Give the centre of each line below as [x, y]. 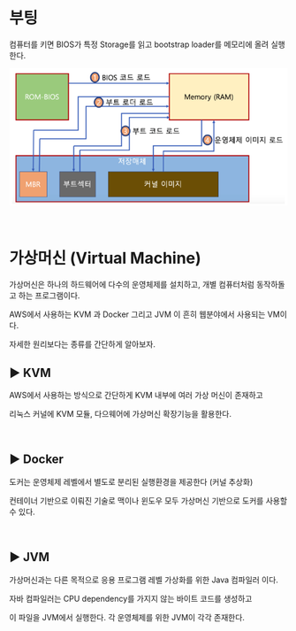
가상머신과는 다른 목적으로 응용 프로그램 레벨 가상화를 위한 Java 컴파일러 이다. [144, 580]
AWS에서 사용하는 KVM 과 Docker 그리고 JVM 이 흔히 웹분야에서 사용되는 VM [144, 314]
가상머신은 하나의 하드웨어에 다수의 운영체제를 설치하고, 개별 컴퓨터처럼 [132, 285]
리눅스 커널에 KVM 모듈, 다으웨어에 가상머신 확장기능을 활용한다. [121, 413]
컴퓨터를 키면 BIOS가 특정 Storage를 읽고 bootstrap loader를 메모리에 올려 [139, 44]
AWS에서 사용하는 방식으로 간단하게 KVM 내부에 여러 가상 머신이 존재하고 [136, 395]
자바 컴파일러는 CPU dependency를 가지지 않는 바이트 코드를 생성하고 [131, 598]
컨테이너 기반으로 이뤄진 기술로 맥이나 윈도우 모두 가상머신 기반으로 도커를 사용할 [148, 500]
